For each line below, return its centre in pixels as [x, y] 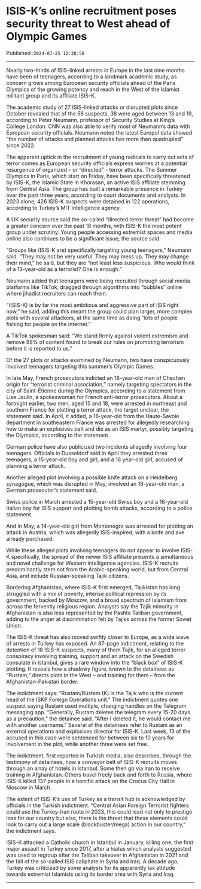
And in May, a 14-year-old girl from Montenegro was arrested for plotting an [100, 526]
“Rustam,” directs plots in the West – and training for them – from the [91, 675]
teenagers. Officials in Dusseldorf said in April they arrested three [87, 453]
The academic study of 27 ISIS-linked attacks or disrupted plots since [92, 107]
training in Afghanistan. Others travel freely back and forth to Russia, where [99, 774]
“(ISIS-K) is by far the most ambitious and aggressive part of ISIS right [92, 305]
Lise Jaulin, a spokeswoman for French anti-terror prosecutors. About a [94, 397]
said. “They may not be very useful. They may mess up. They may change [98, 256]
